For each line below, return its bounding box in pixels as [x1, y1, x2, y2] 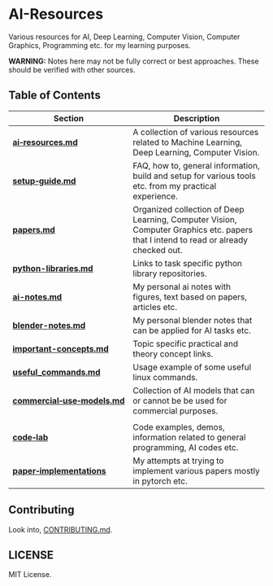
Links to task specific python [132, 257, 242, 269]
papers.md [12, 224, 55, 235]
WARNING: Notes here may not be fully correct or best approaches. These [8, 56, 259, 66]
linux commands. [132, 371, 198, 383]
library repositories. [132, 268, 207, 279]
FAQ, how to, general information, [132, 160, 260, 171]
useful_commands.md [12, 366, 101, 378]
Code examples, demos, [132, 421, 225, 432]
